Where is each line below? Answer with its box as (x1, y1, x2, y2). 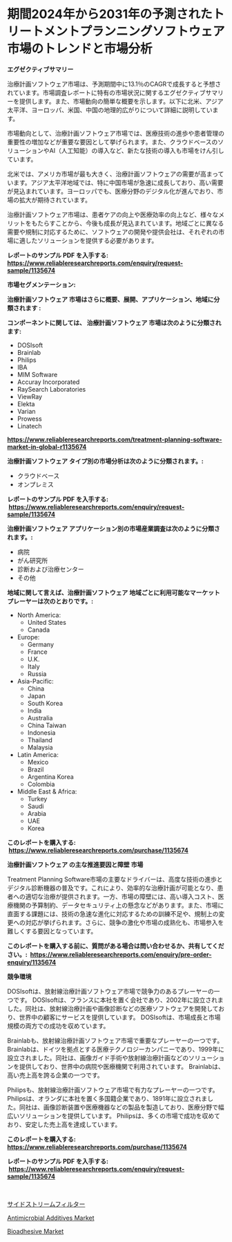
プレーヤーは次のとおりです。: (7, 596, 94, 605)
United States (27, 618, 67, 626)
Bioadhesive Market (7, 1227, 64, 1235)
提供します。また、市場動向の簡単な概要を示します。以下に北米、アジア (19, 97, 224, 105)
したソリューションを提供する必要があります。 (25, 236, 158, 244)
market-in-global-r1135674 (7, 442, 87, 450)
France (27, 648, 48, 656)
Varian (17, 407, 36, 415)
